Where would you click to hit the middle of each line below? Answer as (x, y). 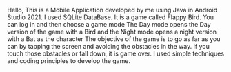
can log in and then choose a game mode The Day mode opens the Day (109, 24)
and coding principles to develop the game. (69, 61)
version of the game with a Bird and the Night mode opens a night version (112, 32)
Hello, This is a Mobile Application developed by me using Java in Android (112, 10)
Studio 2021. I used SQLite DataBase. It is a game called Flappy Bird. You (110, 17)
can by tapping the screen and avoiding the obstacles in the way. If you (109, 46)
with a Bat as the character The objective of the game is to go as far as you (114, 39)
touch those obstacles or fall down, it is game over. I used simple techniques (116, 53)
